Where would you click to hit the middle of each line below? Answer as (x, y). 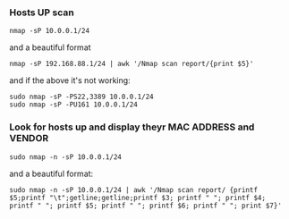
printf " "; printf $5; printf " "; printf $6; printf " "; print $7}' (145, 206)
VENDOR (29, 139)
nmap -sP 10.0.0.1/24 (50, 31)
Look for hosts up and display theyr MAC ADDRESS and (132, 127)
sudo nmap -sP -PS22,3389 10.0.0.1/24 (81, 97)
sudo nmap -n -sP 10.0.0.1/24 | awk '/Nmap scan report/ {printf (133, 190)
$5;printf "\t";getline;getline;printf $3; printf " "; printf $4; (138, 198)
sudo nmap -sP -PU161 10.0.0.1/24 (74, 105)
